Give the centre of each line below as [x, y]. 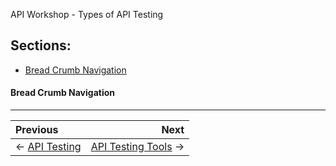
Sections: [41, 45]
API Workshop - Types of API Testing [87, 14]
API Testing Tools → [137, 147]
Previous [37, 130]
